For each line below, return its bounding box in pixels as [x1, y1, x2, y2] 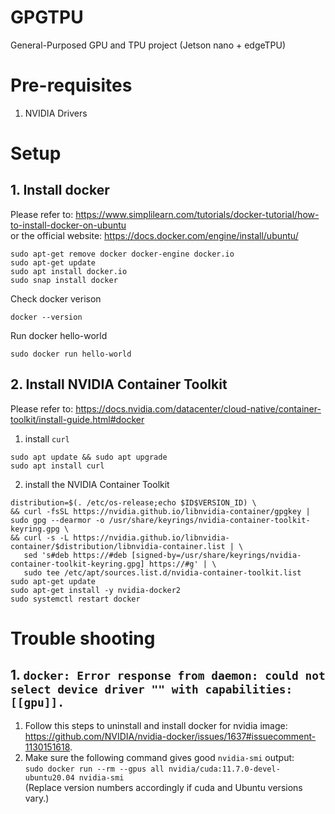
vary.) [24, 792, 50, 804]
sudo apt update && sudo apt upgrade [10, 452, 168, 462]
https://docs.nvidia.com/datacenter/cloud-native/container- [75, 402, 322, 415]
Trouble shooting [10, 627, 156, 650]
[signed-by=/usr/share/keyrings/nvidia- [131, 550, 302, 560]
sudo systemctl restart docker [10, 594, 141, 604]
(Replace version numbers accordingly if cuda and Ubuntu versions [24, 781, 303, 793]
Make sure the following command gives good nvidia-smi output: [24, 751, 295, 763]
